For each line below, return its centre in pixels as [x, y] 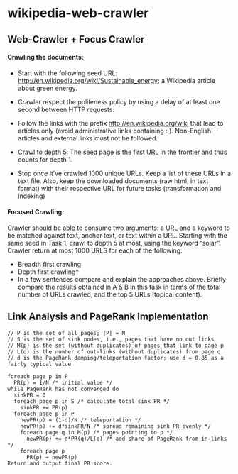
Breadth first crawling [49, 264]
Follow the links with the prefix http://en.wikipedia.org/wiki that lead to [120, 123]
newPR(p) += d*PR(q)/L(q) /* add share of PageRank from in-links [126, 439]
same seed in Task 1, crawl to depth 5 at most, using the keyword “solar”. [114, 243]
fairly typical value [39, 364]
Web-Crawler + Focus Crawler [76, 39]
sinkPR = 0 [30, 395]
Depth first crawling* [48, 272]
